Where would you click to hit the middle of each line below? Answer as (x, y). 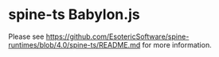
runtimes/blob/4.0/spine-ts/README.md (74, 44)
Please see (26, 36)
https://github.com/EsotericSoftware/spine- (117, 36)
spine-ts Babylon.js (74, 15)
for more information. (177, 44)
